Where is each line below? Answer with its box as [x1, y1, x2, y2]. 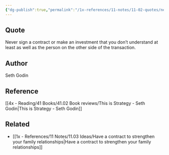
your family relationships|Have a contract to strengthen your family [12, 138, 151, 144]
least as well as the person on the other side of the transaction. [5, 45, 136, 51]
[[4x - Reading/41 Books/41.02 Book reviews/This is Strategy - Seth [5, 100, 145, 106]
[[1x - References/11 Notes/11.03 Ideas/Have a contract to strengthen [12, 133, 155, 139]
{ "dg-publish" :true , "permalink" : [5, 7, 75, 13]
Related [5, 120, 30, 128]
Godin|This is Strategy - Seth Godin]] [5, 106, 82, 112]
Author [5, 59, 28, 68]
